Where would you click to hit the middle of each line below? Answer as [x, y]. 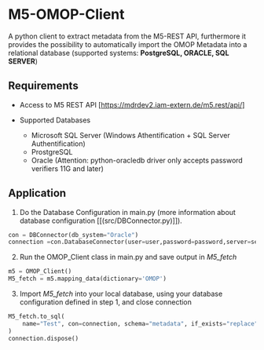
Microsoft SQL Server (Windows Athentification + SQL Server [130, 135]
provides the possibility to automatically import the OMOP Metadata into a [128, 44]
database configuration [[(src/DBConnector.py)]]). [101, 221]
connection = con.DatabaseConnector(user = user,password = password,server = [130, 242]
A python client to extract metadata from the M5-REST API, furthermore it [127, 36]
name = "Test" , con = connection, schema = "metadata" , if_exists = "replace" [140, 323]
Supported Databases [55, 120]
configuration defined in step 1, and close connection [106, 302]
